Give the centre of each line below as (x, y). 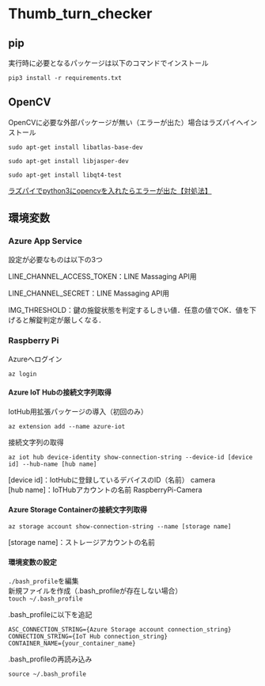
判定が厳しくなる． (74, 320)
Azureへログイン (35, 359)
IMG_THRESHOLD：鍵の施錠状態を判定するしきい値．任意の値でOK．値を (129, 310)
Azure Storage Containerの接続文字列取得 (78, 509)
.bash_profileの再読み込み (50, 659)
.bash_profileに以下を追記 (50, 615)
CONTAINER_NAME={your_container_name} (72, 644)
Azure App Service (45, 241)
